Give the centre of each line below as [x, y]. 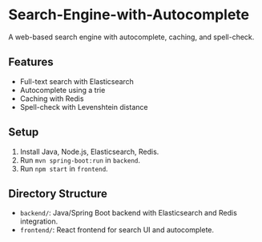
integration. [39, 221]
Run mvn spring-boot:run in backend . [80, 160]
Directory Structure [58, 194]
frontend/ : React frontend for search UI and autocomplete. [117, 230]
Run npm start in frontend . [64, 168]
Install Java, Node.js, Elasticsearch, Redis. [89, 151]
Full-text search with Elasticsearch [77, 81]
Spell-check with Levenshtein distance [84, 107]
